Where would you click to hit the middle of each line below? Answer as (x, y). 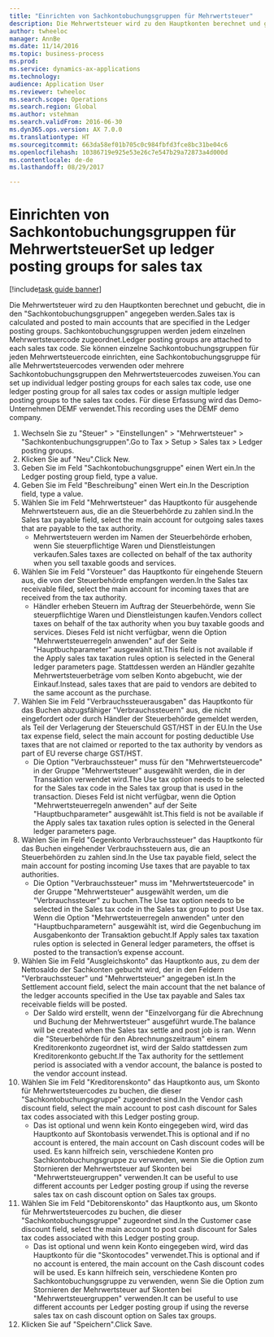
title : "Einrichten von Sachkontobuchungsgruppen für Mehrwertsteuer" (131, 16)
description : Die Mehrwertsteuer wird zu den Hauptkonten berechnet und (135, 24)
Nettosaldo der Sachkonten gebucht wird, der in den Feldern (122, 970)
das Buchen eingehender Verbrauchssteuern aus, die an (115, 848)
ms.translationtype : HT (50, 137)
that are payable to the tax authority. (82, 528)
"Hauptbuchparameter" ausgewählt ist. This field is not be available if (148, 814)
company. (26, 418)
